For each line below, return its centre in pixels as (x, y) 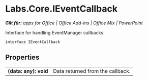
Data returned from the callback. (92, 71)
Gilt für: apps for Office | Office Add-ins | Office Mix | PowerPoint (74, 23)
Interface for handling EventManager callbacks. (55, 32)
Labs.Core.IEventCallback (62, 9)
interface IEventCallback (33, 42)
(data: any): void (28, 71)
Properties (22, 57)
